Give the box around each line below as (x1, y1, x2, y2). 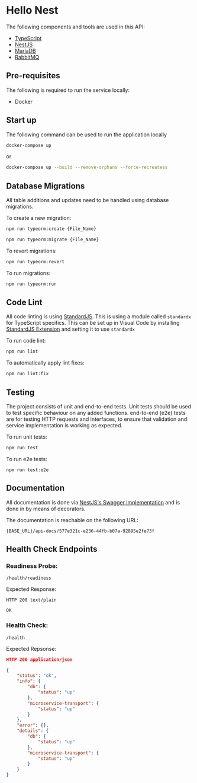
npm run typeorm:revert (6, 258, 65, 264)
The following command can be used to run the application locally (6, 131, 167, 138)
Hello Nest (6, 4, 59, 17)
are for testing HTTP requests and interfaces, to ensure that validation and (6, 416, 188, 423)
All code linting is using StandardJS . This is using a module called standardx (6, 313, 191, 320)
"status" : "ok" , (17, 673, 57, 679)
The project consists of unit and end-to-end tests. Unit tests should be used (6, 403, 191, 410)
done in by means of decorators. (6, 505, 86, 512)
